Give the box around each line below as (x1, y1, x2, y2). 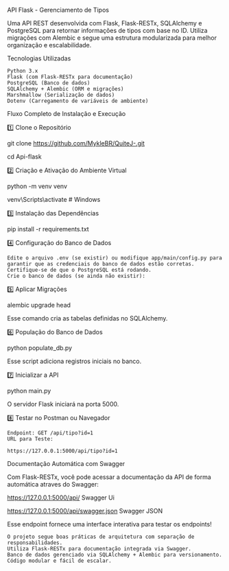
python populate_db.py (7, 344, 73, 352)
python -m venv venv (7, 182, 67, 190)
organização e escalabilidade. (7, 41, 92, 49)
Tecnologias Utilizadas (7, 54, 71, 62)
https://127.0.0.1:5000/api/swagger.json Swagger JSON (7, 507, 163, 515)
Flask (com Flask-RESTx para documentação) (7, 73, 134, 80)
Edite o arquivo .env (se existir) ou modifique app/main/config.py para (7, 255, 223, 261)
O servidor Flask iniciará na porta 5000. (7, 400, 119, 408)
